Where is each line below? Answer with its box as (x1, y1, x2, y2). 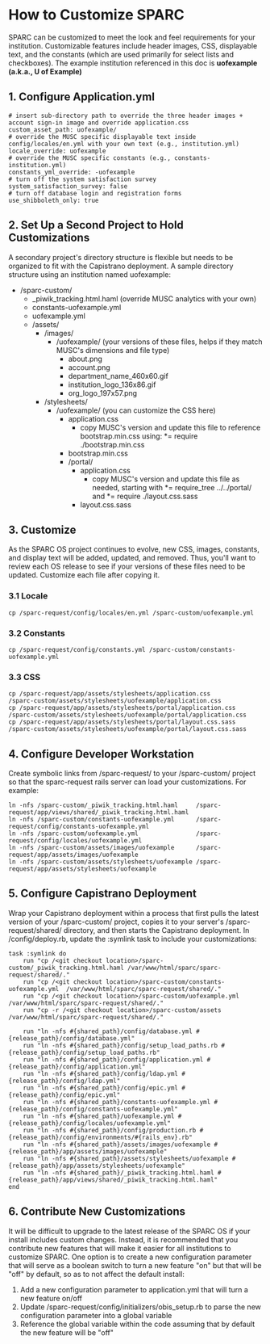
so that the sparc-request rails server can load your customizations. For (8, 777, 247, 787)
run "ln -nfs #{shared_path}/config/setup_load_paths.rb (23, 1041, 218, 1049)
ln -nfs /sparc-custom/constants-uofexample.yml (8, 816, 175, 824)
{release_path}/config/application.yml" (8, 1062, 147, 1071)
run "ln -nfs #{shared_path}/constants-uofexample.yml (23, 1098, 211, 1106)
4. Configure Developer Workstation (8, 747, 195, 761)
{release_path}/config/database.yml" (8, 1034, 135, 1043)
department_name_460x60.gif (68, 371, 169, 380)
